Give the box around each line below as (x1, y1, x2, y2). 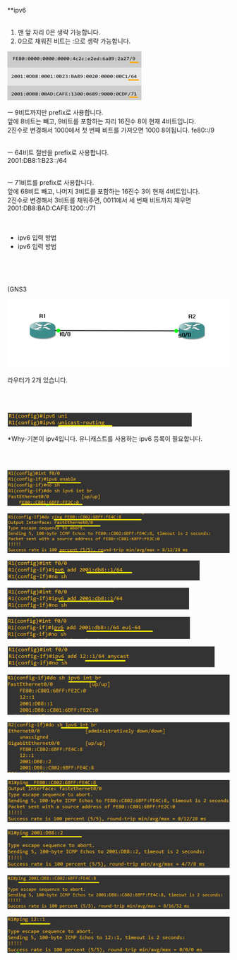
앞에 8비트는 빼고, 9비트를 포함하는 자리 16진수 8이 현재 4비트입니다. (7, 117, 196, 126)
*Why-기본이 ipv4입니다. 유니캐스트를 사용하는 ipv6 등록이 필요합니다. (7, 434, 203, 443)
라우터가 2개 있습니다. (7, 375, 68, 384)
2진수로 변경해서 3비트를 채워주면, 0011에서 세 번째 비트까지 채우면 (7, 196, 192, 204)
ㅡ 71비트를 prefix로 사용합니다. (7, 178, 95, 186)
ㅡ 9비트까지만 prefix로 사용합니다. (7, 109, 104, 116)
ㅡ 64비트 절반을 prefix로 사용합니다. (7, 148, 109, 157)
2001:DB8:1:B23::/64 (7, 157, 67, 164)
